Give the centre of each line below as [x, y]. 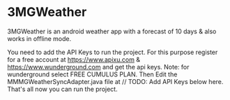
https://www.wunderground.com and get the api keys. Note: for [98, 67]
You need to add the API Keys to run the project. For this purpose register [113, 52]
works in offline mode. [39, 38]
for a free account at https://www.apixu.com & [74, 59]
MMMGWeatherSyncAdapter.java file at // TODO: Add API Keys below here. [115, 81]
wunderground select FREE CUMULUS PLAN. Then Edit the [92, 74]
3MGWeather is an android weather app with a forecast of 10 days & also [112, 31]
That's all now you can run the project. [62, 89]
